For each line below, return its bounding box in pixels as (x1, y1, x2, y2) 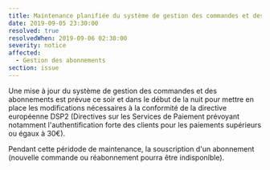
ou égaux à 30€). (8, 128, 66, 138)
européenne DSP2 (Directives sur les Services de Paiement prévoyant (8, 111, 239, 121)
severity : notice (8, 42, 67, 50)
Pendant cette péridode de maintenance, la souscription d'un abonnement (8, 144, 255, 153)
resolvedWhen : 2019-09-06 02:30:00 (8, 34, 128, 42)
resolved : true (8, 26, 59, 34)
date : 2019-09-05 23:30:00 (8, 19, 99, 27)
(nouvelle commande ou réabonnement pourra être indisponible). (8, 152, 225, 162)
